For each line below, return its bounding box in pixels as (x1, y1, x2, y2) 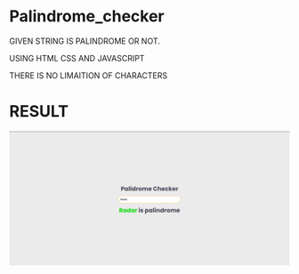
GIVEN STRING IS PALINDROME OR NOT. (9, 36, 160, 46)
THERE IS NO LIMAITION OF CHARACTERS (9, 69, 167, 81)
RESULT (9, 101, 69, 122)
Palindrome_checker (9, 6, 165, 27)
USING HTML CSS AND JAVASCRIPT (9, 52, 145, 63)
